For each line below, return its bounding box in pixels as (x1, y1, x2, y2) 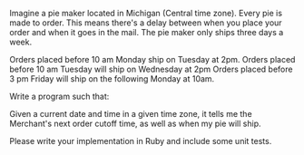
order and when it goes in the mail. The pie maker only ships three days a (9, 27, 284, 37)
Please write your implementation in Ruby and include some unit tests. (9, 136, 272, 146)
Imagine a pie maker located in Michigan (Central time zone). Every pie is (9, 8, 283, 18)
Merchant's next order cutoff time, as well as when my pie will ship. (9, 118, 261, 129)
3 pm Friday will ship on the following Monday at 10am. (9, 73, 215, 84)
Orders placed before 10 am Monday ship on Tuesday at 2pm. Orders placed (9, 54, 296, 64)
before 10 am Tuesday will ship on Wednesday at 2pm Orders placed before (9, 63, 293, 74)
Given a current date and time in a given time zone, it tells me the (9, 109, 252, 119)
